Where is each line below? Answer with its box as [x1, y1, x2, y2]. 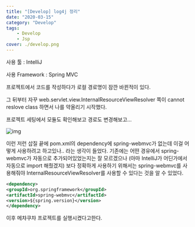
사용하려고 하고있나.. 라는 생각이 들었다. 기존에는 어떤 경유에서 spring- [16, 147, 180, 154]
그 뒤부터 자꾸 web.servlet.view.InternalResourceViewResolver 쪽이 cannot [6, 96, 184, 103]
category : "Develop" [6, 19, 57, 25]
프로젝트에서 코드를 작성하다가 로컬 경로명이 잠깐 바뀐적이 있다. [6, 83, 151, 90]
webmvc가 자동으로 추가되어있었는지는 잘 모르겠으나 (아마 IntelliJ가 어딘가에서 [6, 154, 187, 162]
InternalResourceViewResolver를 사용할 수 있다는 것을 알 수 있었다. [26, 169, 184, 176]
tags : [6, 25, 19, 31]
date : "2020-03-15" [6, 14, 54, 20]
